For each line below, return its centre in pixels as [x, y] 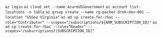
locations [15, 12]
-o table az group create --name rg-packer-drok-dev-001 [85, 12]
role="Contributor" [25, 22]
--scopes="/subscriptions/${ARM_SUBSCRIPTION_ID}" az [102, 22]
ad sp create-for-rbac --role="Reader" [46, 27]
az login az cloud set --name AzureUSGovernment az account [66, 7]
